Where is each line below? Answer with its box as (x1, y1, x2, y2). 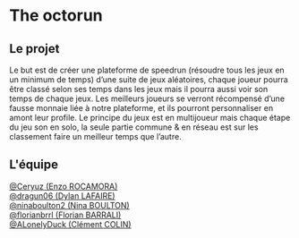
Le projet (9, 41, 60, 56)
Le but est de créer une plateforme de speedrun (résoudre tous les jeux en (9, 64, 285, 75)
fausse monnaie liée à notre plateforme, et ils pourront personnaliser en (9, 103, 274, 113)
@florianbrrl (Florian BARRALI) (9, 209, 122, 220)
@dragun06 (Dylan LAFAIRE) (9, 190, 115, 201)
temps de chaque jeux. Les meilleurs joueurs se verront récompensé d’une (9, 93, 285, 104)
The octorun (9, 5, 103, 26)
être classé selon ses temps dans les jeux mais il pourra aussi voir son (9, 84, 269, 94)
